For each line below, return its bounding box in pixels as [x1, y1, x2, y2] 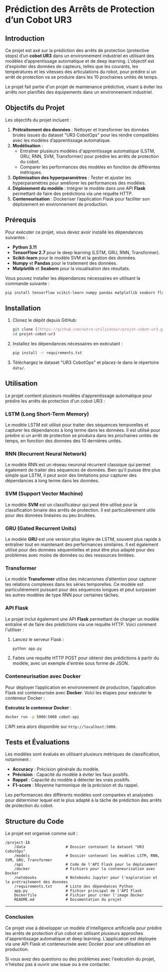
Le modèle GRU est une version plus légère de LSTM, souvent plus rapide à [5, 536, 161, 542]
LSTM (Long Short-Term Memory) [5, 410, 89, 417]
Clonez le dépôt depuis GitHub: [12, 317, 77, 323]
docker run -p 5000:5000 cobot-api [5, 714, 79, 719]
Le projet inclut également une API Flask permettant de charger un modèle [5, 616, 159, 622]
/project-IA [5, 840, 30, 845]
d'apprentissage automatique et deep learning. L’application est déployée [5, 935, 156, 941]
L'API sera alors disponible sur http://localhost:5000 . [5, 723, 117, 729]
